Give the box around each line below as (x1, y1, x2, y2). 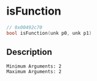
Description (6, 47, 52, 57)
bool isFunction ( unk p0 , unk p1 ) (6, 30, 92, 36)
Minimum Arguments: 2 (6, 63, 62, 69)
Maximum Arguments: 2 (6, 68, 62, 74)
